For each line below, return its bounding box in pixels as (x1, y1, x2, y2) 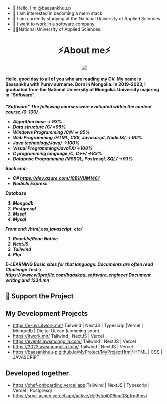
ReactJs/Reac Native (12, 236, 58, 242)
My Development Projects (5, 309, 88, 318)
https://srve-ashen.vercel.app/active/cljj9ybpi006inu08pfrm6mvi (12, 393, 147, 399)
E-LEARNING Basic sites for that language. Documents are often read (5, 261, 154, 267)
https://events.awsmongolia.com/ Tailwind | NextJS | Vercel (12, 338, 136, 344)
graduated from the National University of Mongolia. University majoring (5, 86, 159, 92)
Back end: (5, 166, 27, 172)
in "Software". (5, 92, 36, 98)
